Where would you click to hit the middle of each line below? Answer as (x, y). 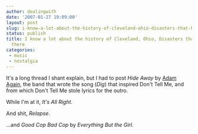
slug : (13, 28)
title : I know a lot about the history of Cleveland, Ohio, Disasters (95, 39)
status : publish (26, 34)
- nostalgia (23, 61)
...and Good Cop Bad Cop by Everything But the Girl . (70, 125)
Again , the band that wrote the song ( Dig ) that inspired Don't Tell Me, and (95, 84)
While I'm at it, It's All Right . (39, 102)
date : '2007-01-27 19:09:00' (42, 17)
